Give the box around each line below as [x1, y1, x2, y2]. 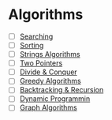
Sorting [19, 41, 44, 50]
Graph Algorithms [19, 103, 77, 112]
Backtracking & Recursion [19, 85, 104, 95]
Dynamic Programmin [19, 94, 91, 103]
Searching [19, 32, 54, 41]
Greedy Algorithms [19, 77, 81, 86]
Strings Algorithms [19, 50, 80, 59]
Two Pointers [19, 58, 63, 68]
